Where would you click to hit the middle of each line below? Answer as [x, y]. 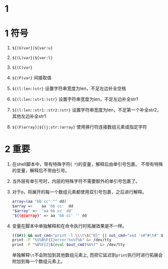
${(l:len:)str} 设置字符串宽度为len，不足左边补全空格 [69, 88]
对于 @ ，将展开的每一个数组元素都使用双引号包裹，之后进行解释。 [79, 192]
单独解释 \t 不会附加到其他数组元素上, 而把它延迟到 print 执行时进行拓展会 [87, 255]
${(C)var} [22, 68]
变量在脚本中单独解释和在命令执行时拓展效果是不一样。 [69, 226]
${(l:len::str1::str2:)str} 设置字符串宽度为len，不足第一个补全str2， [87, 110]
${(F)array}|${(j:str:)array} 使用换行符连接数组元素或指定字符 [79, 127]
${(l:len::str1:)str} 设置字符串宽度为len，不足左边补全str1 [75, 99]
